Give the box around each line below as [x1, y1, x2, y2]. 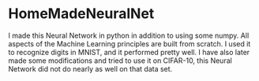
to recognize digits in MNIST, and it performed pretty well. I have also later [8, 47, 250, 57]
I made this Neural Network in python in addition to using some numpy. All [8, 31, 250, 40]
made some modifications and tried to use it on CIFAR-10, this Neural [8, 56, 233, 65]
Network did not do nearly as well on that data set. [8, 64, 173, 73]
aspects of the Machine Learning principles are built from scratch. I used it [8, 39, 251, 48]
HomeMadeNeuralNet [8, 5, 155, 23]
